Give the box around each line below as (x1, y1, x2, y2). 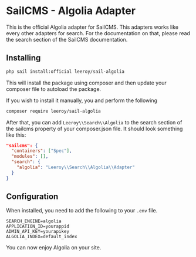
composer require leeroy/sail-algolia (6, 108, 101, 114)
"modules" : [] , (11, 154, 49, 160)
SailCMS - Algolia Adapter (6, 4, 136, 18)
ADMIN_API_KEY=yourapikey (6, 229, 69, 235)
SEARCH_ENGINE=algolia (6, 218, 62, 224)
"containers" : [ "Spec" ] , (11, 148, 72, 154)
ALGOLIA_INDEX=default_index (6, 234, 77, 240)
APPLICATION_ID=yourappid (6, 224, 69, 229)
